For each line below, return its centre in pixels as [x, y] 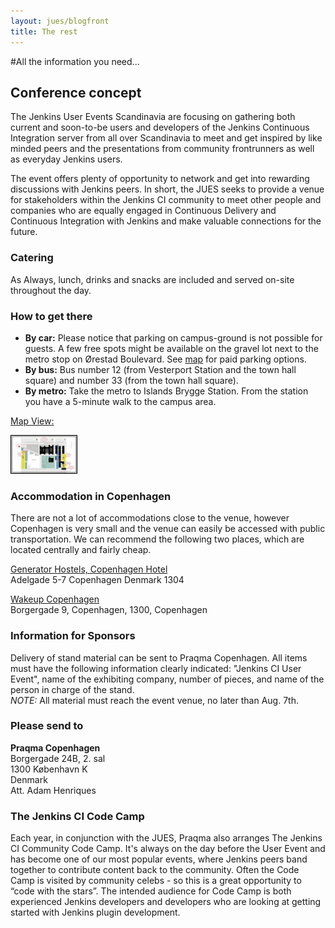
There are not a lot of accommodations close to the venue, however [150, 518]
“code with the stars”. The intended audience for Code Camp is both [151, 891]
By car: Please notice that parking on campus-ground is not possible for [173, 337]
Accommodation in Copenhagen [91, 496]
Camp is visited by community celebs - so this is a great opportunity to [156, 881]
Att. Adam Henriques [53, 790]
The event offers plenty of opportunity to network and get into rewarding [160, 179]
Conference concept [76, 92]
